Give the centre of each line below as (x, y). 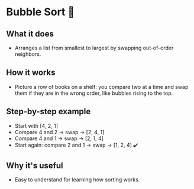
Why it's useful (35, 166)
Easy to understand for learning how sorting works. (77, 180)
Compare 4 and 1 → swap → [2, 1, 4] (59, 138)
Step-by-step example (48, 112)
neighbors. (28, 54)
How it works (31, 73)
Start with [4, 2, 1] (36, 125)
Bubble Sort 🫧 (41, 12)
